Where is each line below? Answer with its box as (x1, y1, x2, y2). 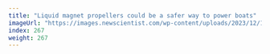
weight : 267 (8, 33, 48, 42)
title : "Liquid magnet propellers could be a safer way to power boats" (8, 11, 257, 20)
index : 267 (8, 26, 45, 34)
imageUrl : (8, 19, 42, 27)
